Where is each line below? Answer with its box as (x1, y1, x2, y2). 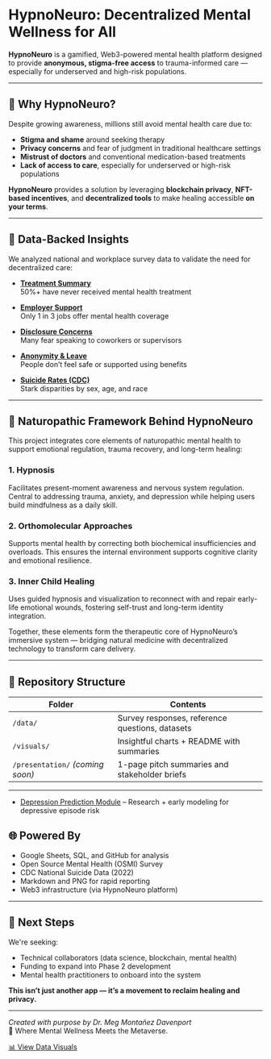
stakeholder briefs (117, 769, 187, 780)
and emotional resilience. (8, 555, 92, 565)
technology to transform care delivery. (8, 644, 135, 654)
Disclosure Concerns (19, 327, 93, 336)
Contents (169, 699, 207, 711)
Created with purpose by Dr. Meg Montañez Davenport (8, 1017, 192, 1027)
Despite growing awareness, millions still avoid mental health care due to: (8, 119, 252, 128)
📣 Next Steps (8, 915, 75, 929)
